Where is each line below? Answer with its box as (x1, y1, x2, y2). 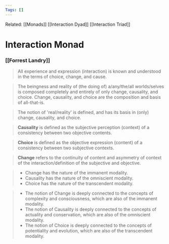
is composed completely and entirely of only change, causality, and (17, 89, 158, 95)
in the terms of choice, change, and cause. (17, 74, 107, 80)
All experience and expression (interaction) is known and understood (17, 69, 161, 75)
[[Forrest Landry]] (5, 56, 50, 64)
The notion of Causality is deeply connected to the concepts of (25, 206, 156, 212)
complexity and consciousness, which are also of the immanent (25, 196, 157, 202)
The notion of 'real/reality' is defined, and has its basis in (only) (17, 109, 149, 115)
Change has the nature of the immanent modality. (25, 170, 128, 176)
